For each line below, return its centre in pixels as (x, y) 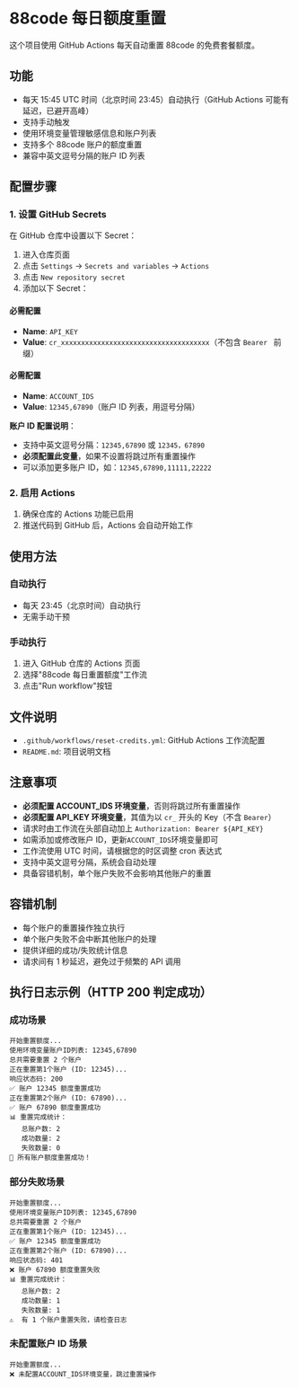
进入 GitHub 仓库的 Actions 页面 (81, 663)
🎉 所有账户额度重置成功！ (50, 1158)
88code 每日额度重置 (88, 18)
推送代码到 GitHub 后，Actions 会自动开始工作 (107, 526)
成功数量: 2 (41, 1139)
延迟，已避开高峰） (58, 111)
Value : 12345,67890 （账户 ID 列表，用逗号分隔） (111, 406)
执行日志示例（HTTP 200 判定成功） (111, 992)
